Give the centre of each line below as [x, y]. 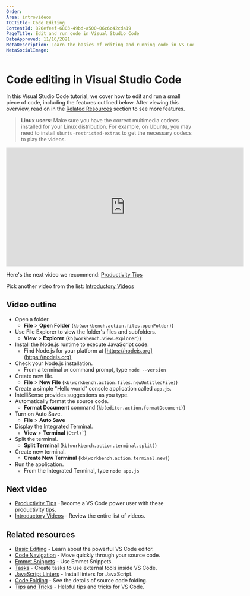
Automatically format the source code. [61, 401]
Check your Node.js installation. [54, 363]
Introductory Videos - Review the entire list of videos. [80, 516]
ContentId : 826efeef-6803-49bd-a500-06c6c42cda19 [69, 28]
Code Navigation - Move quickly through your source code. [87, 555]
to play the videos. [43, 139]
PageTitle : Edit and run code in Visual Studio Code [73, 34]
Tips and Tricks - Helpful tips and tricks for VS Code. [79, 587]
